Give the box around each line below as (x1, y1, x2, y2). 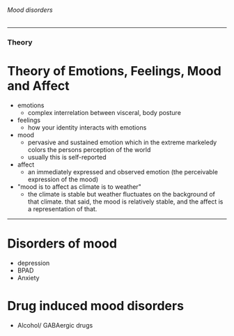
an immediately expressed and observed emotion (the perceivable (27, 168, 218, 176)
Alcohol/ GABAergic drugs (17, 321, 93, 329)
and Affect (7, 78, 70, 94)
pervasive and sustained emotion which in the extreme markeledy (27, 138, 217, 146)
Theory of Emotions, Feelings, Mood (7, 63, 221, 79)
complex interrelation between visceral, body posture (27, 109, 181, 117)
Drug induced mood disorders (7, 298, 185, 314)
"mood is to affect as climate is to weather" (17, 183, 141, 191)
